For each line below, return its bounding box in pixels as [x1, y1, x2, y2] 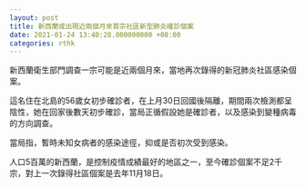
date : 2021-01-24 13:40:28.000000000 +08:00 [9, 30, 181, 39]
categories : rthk [9, 38, 76, 48]
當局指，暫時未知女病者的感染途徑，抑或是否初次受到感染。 [9, 137, 233, 148]
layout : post [9, 13, 59, 23]
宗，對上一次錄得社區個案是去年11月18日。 [9, 168, 168, 179]
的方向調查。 [9, 118, 57, 129]
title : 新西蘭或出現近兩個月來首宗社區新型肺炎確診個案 [9, 22, 194, 31]
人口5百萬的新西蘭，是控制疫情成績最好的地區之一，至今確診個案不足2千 [9, 156, 282, 168]
